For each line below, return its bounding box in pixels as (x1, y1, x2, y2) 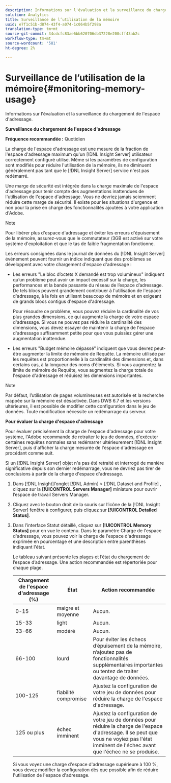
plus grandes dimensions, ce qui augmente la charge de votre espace (12, 314, 159, 320)
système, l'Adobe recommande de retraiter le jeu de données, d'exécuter (5, 434, 159, 440)
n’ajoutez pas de (93, 648, 132, 655)
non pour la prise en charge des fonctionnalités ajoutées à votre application (5, 204, 164, 210)
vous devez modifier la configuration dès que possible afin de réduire (12, 767, 159, 773)
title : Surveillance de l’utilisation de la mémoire (5, 17, 120, 22)
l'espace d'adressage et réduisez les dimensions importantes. (12, 372, 143, 378)
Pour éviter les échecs (93, 635, 147, 643)
